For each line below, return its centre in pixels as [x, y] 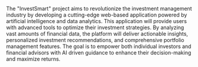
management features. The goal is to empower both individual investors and [99, 46]
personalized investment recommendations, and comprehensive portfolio [95, 40]
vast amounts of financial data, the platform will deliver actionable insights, [97, 34]
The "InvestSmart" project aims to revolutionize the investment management [99, 9]
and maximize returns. [33, 59]
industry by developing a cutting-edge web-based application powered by [97, 15]
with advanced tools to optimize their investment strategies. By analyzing [95, 27]
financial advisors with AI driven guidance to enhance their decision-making [99, 52]
